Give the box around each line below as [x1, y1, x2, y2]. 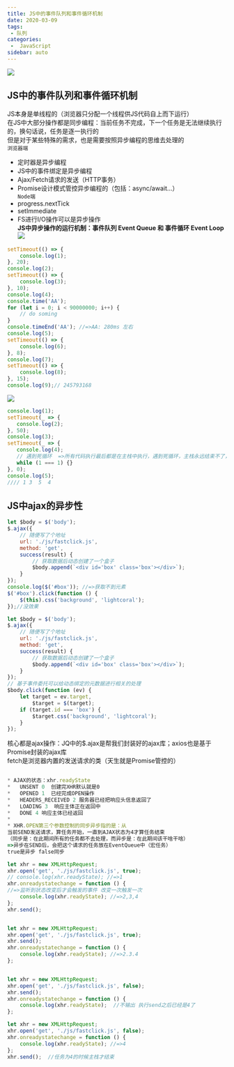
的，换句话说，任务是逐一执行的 [7, 127, 99, 135]
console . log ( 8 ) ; [19, 369, 68, 376]
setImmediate [17, 206, 57, 215]
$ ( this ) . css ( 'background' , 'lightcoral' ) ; [19, 597, 145, 604]
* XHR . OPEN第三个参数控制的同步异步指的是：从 [7, 822, 127, 829]
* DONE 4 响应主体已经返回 [7, 809, 84, 816]
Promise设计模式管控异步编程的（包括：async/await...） [17, 184, 179, 192]
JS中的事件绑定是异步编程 [17, 167, 93, 175]
